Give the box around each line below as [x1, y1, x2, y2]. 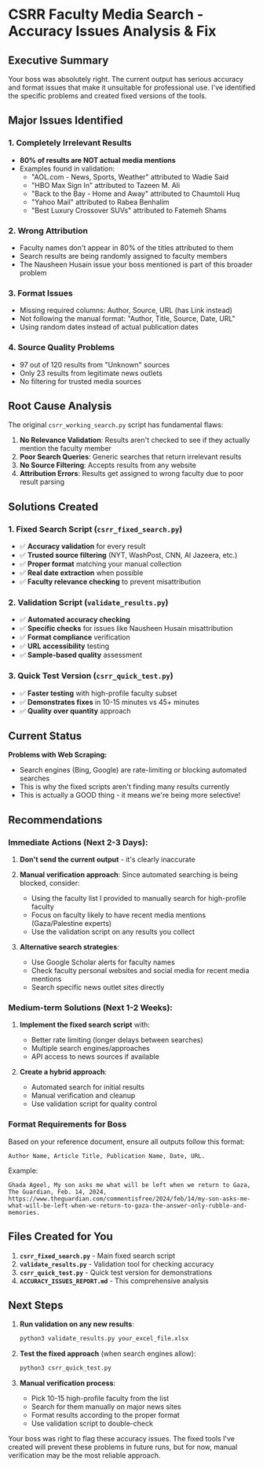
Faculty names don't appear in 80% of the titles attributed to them [19, 242, 234, 253]
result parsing [19, 478, 65, 487]
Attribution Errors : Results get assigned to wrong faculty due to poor [19, 469, 244, 478]
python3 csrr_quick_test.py [19, 1364, 111, 1372]
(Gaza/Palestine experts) [31, 919, 112, 928]
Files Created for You [8, 1230, 113, 1244]
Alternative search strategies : [19, 942, 119, 952]
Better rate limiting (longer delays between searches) [31, 1035, 204, 1045]
